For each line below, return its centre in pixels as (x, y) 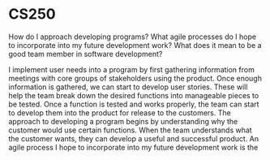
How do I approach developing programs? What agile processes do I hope (133, 37)
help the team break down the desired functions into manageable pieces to (134, 95)
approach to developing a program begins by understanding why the (123, 121)
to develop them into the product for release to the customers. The (120, 112)
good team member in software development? (86, 54)
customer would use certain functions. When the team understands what (131, 130)
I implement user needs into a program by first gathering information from (132, 69)
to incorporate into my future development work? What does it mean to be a (135, 45)
